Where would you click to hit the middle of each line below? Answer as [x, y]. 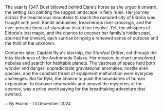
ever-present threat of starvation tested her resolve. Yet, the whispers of [78, 28]
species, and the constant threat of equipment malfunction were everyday [79, 73]
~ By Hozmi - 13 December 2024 [38, 103]
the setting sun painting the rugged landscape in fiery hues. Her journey [77, 12]
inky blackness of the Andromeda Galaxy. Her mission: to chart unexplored [80, 58]
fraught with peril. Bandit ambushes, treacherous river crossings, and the [78, 22]
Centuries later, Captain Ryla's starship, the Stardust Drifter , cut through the [81, 53]
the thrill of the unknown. [30, 43]
